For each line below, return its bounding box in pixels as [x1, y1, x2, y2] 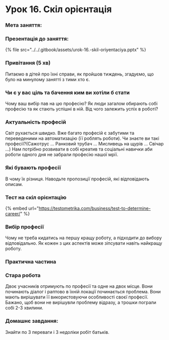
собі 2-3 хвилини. [5, 305, 44, 311]
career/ [5, 210, 21, 216]
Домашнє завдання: [5, 318, 59, 325]
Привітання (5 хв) [5, 59, 51, 66]
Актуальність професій [5, 118, 67, 125]
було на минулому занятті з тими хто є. [5, 76, 90, 82]
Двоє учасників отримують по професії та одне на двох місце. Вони [5, 283, 153, 289]
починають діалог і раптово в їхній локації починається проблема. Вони [5, 289, 161, 295]
